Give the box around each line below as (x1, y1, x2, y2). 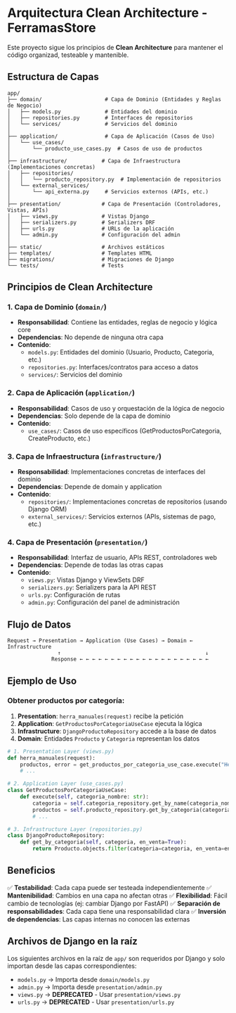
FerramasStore (7, 20, 96, 36)
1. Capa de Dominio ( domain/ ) (7, 302, 107, 312)
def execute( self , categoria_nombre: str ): (20, 794, 150, 801)
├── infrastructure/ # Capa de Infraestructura (7, 157, 181, 165)
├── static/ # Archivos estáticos (7, 243, 165, 250)
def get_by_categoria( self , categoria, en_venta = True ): (20, 839, 188, 846)
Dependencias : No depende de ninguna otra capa (17, 333, 164, 342)
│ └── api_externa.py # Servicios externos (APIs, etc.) (7, 188, 209, 195)
